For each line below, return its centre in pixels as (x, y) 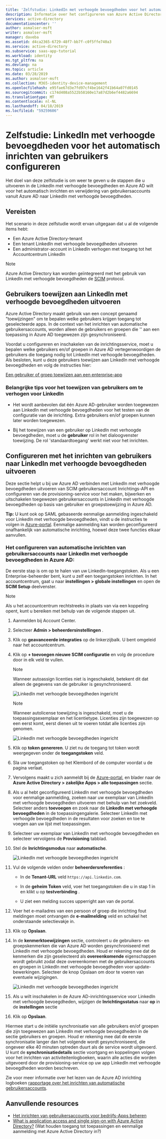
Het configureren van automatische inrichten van (66, 548)
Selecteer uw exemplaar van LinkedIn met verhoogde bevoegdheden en (86, 833)
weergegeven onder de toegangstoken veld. (58, 753)
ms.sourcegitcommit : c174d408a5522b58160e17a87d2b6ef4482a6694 (72, 92)
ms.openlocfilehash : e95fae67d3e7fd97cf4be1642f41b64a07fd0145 (72, 88)
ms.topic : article (24, 70)
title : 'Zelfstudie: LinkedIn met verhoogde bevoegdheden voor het (76, 10)
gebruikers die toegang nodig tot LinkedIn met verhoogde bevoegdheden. (81, 355)
